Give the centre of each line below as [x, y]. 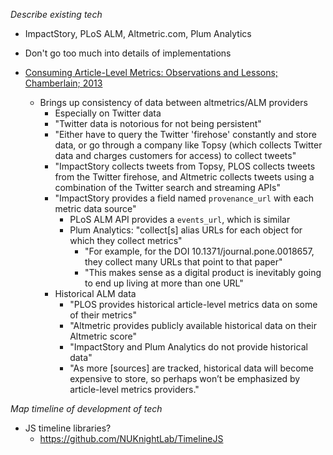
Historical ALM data [95, 293]
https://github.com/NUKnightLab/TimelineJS [131, 438]
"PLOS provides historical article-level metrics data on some [193, 304]
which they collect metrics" [126, 240]
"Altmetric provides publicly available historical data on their [193, 325]
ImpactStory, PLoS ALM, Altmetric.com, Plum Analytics [138, 33]
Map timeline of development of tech [86, 408]
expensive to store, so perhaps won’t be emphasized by [185, 378]
